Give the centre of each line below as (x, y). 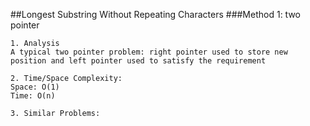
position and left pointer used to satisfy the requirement (138, 61)
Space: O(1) (35, 87)
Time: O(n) (33, 96)
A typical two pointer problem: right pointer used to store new (149, 52)
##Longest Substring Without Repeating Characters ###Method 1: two (155, 14)
